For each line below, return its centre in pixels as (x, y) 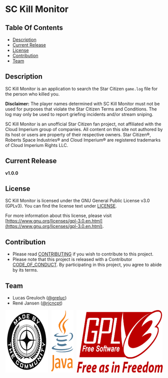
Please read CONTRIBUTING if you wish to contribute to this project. (83, 254)
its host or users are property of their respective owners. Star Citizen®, (78, 134)
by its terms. (25, 270)
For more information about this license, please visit (58, 215)
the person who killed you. (32, 94)
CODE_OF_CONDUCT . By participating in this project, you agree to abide (87, 265)
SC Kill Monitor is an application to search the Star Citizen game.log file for (81, 88)
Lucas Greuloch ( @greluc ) (39, 298)
